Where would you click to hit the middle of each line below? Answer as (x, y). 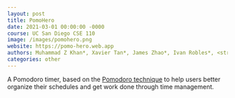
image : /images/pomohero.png (50, 40)
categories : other (34, 59)
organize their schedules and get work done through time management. (111, 86)
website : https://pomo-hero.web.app (60, 46)
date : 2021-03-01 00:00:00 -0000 (56, 27)
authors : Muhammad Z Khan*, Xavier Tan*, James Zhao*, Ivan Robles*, (111, 53)
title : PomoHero (31, 20)
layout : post (26, 14)
